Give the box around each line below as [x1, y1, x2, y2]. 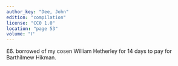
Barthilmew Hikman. [6, 54, 56, 61]
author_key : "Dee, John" [6, 8, 69, 15]
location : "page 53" [6, 25, 59, 32]
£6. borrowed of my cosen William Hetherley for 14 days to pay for [6, 47, 173, 55]
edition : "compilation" [6, 14, 67, 20]
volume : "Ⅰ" [6, 31, 35, 37]
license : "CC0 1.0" [6, 20, 56, 26]
